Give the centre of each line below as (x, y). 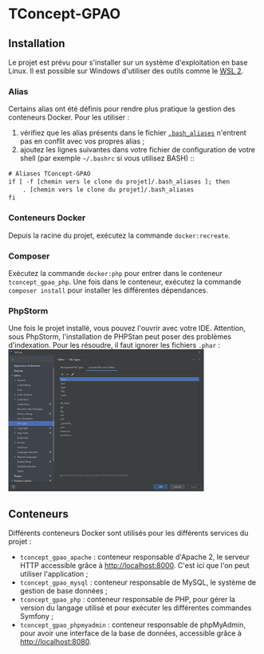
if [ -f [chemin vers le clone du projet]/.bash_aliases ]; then (119, 182)
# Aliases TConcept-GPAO (49, 174)
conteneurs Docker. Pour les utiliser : (69, 117)
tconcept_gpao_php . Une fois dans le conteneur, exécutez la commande (125, 282)
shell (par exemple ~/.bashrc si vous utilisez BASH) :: (107, 158)
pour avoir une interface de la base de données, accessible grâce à (130, 633)
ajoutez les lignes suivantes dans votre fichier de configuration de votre (137, 150)
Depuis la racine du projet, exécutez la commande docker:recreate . (119, 235)
